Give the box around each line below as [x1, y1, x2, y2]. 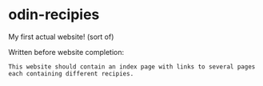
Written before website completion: [8, 47, 125, 57]
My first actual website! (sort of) [8, 32, 114, 41]
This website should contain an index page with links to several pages [8, 62, 256, 71]
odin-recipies [8, 6, 100, 24]
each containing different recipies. [8, 69, 134, 77]
